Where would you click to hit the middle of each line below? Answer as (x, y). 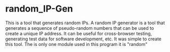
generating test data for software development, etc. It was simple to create (83, 39)
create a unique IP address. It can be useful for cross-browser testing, (79, 33)
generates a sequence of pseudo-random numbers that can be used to (80, 28)
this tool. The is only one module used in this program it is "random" (76, 44)
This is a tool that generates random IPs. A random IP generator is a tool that (85, 23)
